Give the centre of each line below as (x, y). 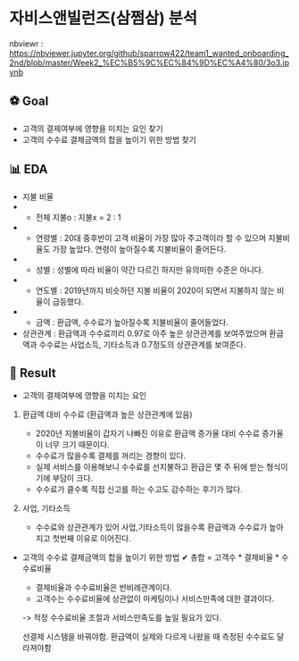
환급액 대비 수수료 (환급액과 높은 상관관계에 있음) (108, 414)
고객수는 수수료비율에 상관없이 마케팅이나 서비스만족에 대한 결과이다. (155, 598)
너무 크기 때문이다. (77, 445)
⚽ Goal (29, 101)
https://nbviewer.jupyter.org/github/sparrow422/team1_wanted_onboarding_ (149, 53)
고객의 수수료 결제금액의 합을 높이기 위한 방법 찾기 (109, 139)
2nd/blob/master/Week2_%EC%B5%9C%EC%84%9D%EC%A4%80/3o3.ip (149, 63)
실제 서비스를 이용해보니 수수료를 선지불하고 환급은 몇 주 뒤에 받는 (150, 467)
